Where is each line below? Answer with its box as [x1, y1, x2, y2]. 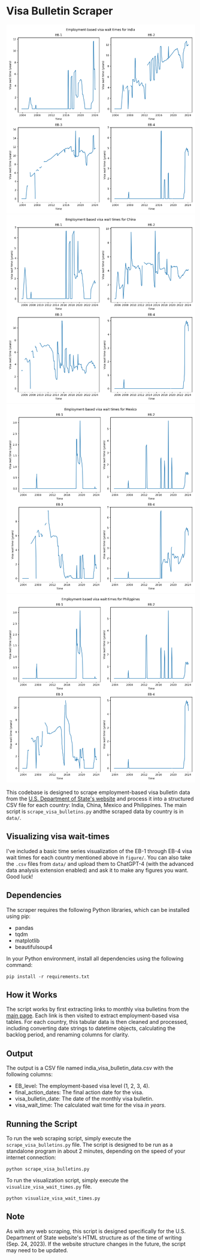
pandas [14, 924, 34, 931]
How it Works [6, 990, 57, 1000]
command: [6, 961, 33, 968]
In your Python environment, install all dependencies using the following [6, 954, 184, 962]
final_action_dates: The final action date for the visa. [14, 1089, 144, 1096]
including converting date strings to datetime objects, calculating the [6, 1025, 175, 1032]
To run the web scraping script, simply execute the [6, 1135, 132, 1142]
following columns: [6, 1071, 53, 1078]
